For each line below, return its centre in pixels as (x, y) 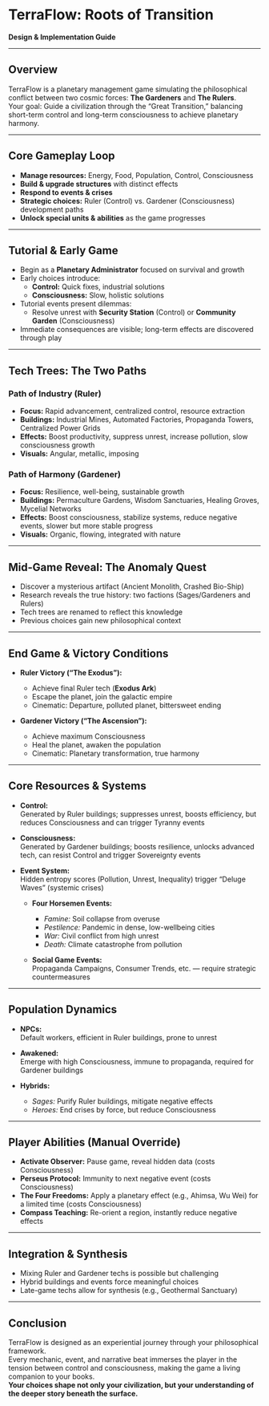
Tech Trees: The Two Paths (77, 371)
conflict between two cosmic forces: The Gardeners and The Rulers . (122, 97)
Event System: (45, 870)
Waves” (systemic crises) (62, 887)
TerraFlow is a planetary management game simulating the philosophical (128, 89)
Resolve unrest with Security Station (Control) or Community (134, 312)
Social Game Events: (67, 959)
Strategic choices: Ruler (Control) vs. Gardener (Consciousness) (127, 201)
